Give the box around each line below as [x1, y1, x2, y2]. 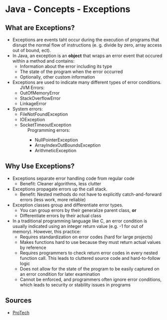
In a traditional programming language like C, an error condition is [12, 218, 148, 224]
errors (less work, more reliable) [19, 196, 86, 202]
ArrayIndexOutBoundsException [34, 142, 101, 148]
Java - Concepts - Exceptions [5, 4, 131, 15]
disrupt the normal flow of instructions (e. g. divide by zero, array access [12, 42, 162, 48]
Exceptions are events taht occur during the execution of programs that [12, 37, 160, 43]
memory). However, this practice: [12, 228, 81, 234]
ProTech [12, 309, 30, 315]
